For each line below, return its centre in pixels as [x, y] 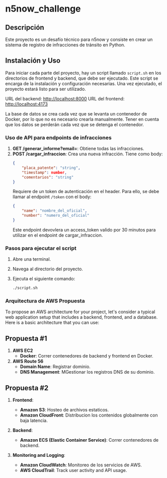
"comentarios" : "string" [48, 177]
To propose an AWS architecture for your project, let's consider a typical [80, 312]
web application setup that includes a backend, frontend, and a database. [81, 317]
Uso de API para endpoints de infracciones [58, 138]
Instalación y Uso [33, 61]
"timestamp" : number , [44, 172]
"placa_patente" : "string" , [51, 168]
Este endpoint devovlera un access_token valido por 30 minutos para [84, 229]
